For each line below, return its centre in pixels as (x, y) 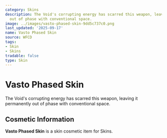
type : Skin (16, 60)
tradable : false (22, 56)
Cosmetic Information (40, 119)
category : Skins (22, 10)
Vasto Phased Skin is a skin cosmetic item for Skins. (59, 131)
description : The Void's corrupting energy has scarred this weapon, (79, 14)
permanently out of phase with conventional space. (58, 104)
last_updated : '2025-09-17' (34, 28)
